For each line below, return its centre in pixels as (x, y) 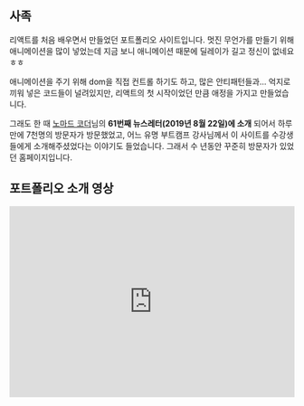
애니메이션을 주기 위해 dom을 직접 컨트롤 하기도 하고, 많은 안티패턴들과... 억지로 (150, 81)
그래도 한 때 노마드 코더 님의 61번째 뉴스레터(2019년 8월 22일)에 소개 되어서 (142, 123)
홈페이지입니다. (46, 157)
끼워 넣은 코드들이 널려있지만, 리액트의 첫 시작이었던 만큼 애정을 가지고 (133, 92)
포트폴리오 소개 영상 (62, 189)
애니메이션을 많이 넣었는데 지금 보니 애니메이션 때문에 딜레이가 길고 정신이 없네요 (152, 51)
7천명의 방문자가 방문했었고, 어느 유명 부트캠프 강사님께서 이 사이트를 (147, 135)
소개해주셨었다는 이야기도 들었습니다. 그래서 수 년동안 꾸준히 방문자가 (155, 146)
